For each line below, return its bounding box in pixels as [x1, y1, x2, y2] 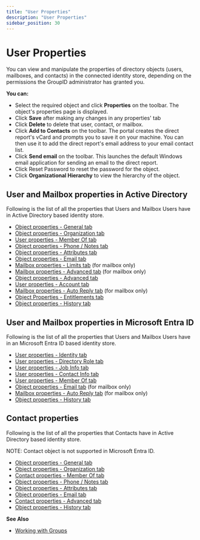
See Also [6, 515, 29, 523]
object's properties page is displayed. [14, 108, 108, 115]
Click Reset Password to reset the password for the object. [14, 166, 160, 173]
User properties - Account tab [14, 281, 90, 288]
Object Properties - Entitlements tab [14, 294, 104, 301]
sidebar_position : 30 [6, 20, 60, 26]
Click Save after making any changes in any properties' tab [14, 115, 161, 122]
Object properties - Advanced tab [14, 275, 99, 282]
